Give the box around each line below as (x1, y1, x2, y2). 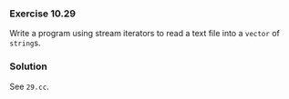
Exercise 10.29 (9, 7, 76, 20)
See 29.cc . (9, 81, 50, 92)
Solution (9, 60, 48, 73)
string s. (9, 37, 41, 48)
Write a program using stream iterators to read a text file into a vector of (9, 28, 280, 39)
